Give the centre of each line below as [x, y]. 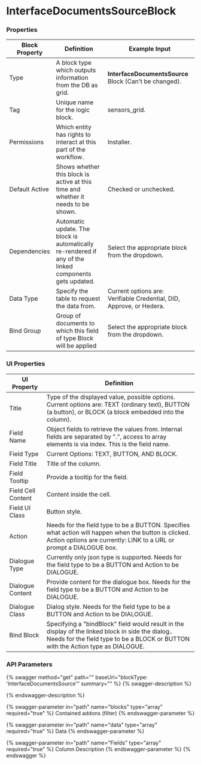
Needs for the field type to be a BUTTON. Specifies [118, 525]
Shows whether [78, 167]
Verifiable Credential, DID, [144, 299]
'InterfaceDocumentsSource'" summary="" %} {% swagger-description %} [99, 684]
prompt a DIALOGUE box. [82, 548]
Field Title [23, 464]
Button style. [64, 512]
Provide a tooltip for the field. [87, 477]
